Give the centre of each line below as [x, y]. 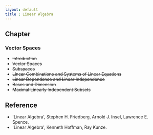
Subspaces [23, 69]
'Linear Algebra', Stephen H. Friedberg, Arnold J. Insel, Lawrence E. [80, 117]
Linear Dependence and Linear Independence [58, 79]
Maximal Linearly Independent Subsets [51, 90]
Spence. [21, 122]
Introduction [24, 59]
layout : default [22, 10]
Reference [21, 105]
